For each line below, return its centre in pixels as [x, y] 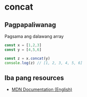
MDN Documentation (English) [42, 90]
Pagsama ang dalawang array [34, 36]
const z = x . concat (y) [27, 58]
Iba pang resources [34, 78]
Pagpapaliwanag [30, 25]
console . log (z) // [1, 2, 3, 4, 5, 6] [43, 63]
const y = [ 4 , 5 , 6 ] [23, 50]
